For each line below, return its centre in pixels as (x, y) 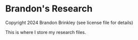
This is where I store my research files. (46, 32)
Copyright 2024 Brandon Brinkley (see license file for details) (69, 22)
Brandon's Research (49, 9)
